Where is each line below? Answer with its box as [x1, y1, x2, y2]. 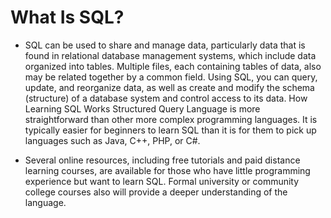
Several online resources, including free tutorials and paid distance [24, 154, 301, 166]
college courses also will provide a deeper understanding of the [24, 186, 288, 198]
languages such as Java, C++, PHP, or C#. [24, 134, 201, 146]
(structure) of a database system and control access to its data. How [24, 92, 308, 104]
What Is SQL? [10, 6, 125, 29]
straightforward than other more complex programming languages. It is [24, 113, 318, 125]
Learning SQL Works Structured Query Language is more [24, 102, 261, 115]
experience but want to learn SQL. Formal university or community [24, 175, 300, 187]
